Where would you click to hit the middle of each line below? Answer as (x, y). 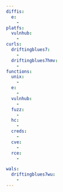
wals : (12, 169)
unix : (18, 77)
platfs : (15, 28)
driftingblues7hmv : (35, 60)
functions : (19, 71)
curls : (14, 44)
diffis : (15, 11)
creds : (19, 131)
